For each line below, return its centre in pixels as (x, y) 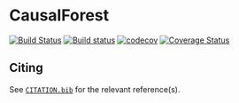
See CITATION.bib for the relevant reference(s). (95, 89)
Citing (26, 68)
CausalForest (59, 16)
